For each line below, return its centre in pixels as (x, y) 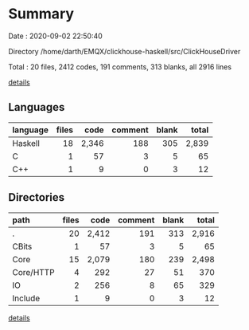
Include (26, 298)
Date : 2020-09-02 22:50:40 (56, 36)
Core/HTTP (33, 272)
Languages (37, 107)
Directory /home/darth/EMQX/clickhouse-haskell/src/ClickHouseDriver (124, 51)
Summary (41, 14)
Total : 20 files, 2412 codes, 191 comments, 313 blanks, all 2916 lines (120, 67)
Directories (37, 197)
